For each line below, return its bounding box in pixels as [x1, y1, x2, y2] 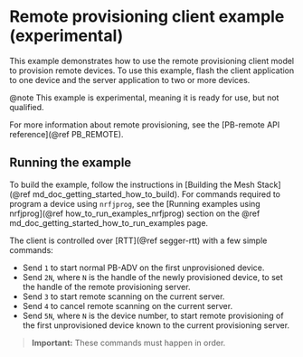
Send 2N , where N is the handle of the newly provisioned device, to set [22, 271, 283, 282]
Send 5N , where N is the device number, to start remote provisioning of [22, 310, 284, 321]
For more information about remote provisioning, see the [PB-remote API [9, 119, 280, 130]
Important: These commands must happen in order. [31, 337, 226, 348]
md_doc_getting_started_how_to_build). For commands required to [32, 188, 280, 200]
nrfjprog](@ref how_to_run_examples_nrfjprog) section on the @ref [9, 208, 260, 219]
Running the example [9, 155, 132, 171]
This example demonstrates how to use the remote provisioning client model [9, 55, 295, 66]
